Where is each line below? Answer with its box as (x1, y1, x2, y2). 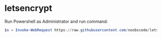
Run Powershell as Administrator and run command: (4, 18, 108, 24)
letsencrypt (4, 3, 53, 14)
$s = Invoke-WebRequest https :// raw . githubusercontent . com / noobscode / (4, 28, 150, 32)
